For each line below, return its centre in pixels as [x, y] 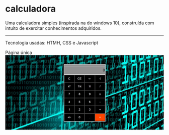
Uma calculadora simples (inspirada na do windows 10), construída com [80, 23]
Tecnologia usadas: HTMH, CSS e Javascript [52, 42]
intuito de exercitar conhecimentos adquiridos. [54, 28]
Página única [19, 52]
